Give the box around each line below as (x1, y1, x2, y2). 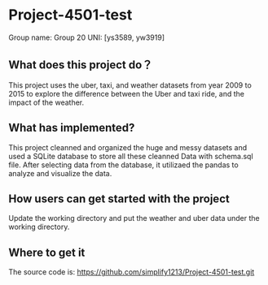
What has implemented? (8, 121, 135, 135)
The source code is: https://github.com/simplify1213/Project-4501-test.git (8, 267, 255, 277)
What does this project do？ (8, 58, 153, 72)
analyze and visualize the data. (8, 168, 112, 178)
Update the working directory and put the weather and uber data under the (8, 214, 260, 223)
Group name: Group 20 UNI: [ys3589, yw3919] (8, 32, 165, 42)
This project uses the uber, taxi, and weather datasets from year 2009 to (8, 80, 253, 90)
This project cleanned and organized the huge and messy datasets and (8, 142, 248, 152)
